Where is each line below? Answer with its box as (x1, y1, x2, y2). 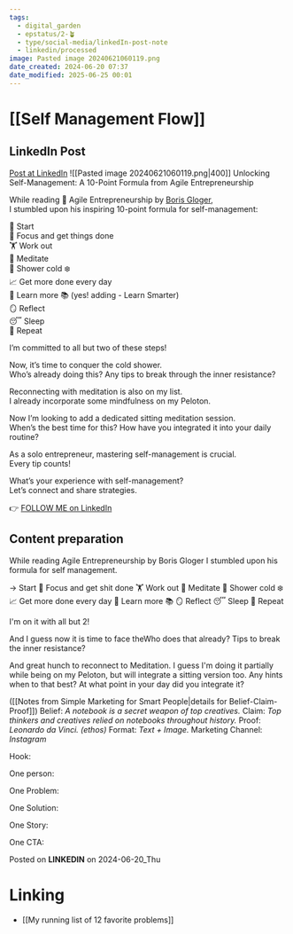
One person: (9, 768, 55, 779)
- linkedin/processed (17, 46, 97, 55)
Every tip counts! (9, 458, 71, 468)
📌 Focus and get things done (9, 230, 114, 240)
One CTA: (9, 836, 44, 847)
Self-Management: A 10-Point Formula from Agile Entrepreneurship (9, 177, 254, 187)
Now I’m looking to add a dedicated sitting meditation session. (9, 412, 236, 423)
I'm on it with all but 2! (9, 616, 90, 626)
